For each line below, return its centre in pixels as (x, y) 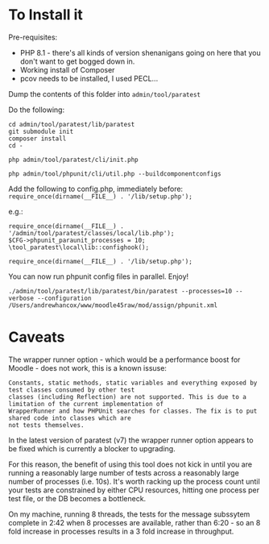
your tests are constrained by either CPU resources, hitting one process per (134, 490)
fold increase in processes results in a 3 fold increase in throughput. (121, 531)
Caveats (37, 337)
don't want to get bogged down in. (77, 61)
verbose (21, 298)
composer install (37, 139)
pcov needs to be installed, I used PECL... (89, 78)
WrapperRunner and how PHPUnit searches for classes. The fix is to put (133, 411)
